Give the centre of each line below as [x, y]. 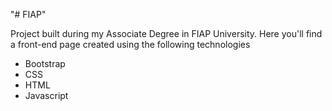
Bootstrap [45, 63]
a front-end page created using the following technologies [130, 44]
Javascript [46, 95]
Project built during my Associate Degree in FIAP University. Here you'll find [166, 33]
